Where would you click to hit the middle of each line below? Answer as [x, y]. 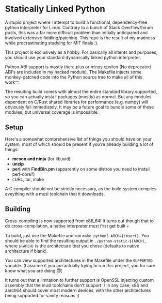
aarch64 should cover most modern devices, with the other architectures [78, 290]
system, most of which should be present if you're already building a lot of [79, 144]
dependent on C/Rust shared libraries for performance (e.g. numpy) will [77, 102]
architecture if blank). [26, 251]
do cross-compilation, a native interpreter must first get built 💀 [67, 226]
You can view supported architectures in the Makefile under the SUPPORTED [79, 260]
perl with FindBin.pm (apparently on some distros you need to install [81, 169]
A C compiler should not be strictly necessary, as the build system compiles [81, 189]
